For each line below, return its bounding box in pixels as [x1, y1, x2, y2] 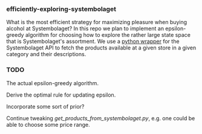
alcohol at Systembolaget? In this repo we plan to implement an [6, 25, 165, 32]
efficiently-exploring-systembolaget [6, 5, 117, 13]
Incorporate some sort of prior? [6, 103, 85, 110]
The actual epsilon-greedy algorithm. [6, 79, 99, 86]
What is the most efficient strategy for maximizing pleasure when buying [6, 19, 187, 26]
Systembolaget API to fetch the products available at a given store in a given [6, 44, 197, 51]
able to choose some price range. [6, 121, 91, 128]
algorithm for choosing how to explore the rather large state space [25, 31, 191, 39]
